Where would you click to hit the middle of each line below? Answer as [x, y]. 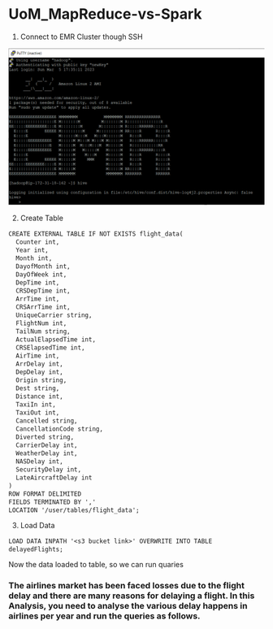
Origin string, [41, 380]
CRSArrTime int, [43, 307]
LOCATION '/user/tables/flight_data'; [74, 510]
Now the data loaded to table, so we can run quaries [96, 565]
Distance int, [39, 397]
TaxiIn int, [36, 405]
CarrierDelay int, [47, 445]
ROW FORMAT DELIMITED [45, 494]
